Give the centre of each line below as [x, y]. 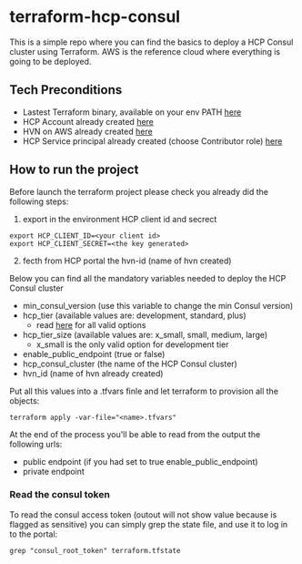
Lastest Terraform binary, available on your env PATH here [132, 112]
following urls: [36, 444]
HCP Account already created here [88, 121]
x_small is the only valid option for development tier [132, 344]
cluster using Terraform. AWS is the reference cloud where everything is [145, 51]
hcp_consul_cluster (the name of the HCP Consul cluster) [130, 364]
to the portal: [34, 534]
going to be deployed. [50, 61]
